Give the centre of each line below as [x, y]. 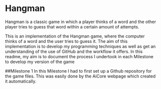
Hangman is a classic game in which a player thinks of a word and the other [80, 22]
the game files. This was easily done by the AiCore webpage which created [80, 76]
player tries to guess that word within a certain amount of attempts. [72, 26]
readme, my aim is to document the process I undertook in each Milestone [79, 56]
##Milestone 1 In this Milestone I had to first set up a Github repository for [78, 71]
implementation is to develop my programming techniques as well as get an [80, 46]
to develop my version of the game [40, 62]
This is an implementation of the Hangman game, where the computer [75, 36]
